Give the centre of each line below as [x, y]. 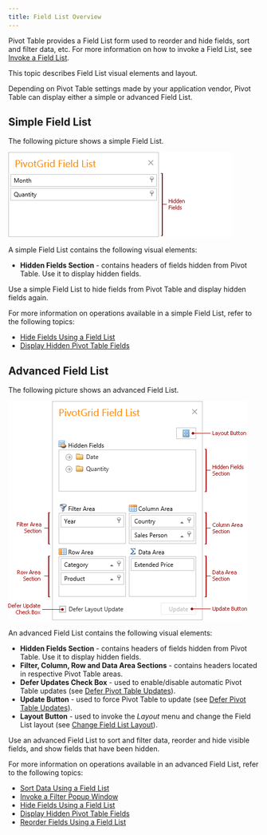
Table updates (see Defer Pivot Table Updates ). [98, 691]
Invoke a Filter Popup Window [69, 797]
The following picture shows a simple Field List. [86, 141]
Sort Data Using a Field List [65, 788]
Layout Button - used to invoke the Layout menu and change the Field [135, 716]
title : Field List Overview [55, 17]
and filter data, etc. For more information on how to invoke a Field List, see [130, 49]
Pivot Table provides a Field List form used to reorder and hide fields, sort [129, 41]
